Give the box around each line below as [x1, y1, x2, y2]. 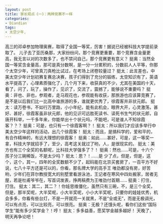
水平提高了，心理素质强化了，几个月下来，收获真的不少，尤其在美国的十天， [5, 80, 158, 86]
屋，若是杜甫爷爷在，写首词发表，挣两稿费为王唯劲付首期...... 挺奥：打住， [5, 177, 154, 183]
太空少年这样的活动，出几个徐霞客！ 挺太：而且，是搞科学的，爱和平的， [9, 129, 155, 134]
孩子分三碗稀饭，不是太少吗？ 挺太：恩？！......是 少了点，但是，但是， [5, 153, 147, 158]
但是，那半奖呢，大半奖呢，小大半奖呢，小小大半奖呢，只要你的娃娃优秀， [5, 190, 154, 195]
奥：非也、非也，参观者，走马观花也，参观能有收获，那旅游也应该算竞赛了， [5, 92, 158, 98]
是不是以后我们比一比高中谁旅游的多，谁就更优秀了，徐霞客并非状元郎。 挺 [5, 98, 155, 104]
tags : [5, 25, 16, 30]
